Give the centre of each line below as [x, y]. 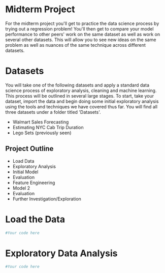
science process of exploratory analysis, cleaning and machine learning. [81, 90]
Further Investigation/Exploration [47, 199]
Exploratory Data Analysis [61, 253]
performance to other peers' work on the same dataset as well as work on [83, 34]
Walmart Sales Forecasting [41, 122]
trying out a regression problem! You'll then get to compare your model [79, 28]
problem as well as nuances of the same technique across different [76, 45]
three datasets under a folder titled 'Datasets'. [53, 112]
